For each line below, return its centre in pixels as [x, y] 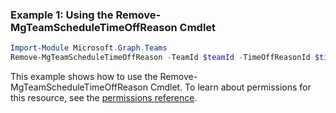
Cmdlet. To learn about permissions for [230, 87]
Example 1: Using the [62, 15]
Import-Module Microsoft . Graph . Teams [89, 48]
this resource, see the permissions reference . [104, 98]
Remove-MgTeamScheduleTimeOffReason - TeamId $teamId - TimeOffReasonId [160, 58]
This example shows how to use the [84, 77]
